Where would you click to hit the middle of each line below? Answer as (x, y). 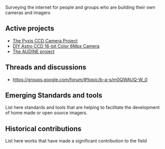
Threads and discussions (46, 67)
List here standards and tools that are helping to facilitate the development (82, 108)
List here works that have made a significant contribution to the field (76, 141)
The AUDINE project (33, 51)
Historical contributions (43, 129)
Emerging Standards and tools (54, 95)
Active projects (30, 29)
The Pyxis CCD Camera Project (45, 40)
